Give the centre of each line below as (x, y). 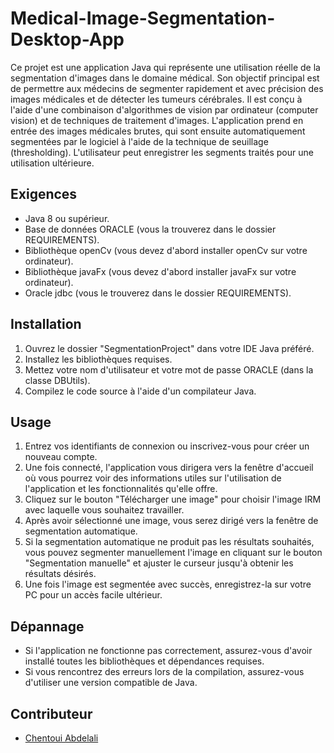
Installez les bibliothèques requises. (98, 359)
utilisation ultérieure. (52, 163)
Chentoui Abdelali (61, 738)
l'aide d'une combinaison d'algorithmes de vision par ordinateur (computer (164, 109)
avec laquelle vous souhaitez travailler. (104, 510)
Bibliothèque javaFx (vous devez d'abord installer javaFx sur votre (160, 271)
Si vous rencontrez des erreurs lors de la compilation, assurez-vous (164, 672)
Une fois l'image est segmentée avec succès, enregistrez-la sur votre (168, 584)
